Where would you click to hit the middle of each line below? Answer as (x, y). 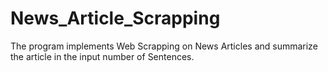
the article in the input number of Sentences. (102, 56)
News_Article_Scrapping (115, 18)
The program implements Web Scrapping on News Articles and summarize (164, 46)
